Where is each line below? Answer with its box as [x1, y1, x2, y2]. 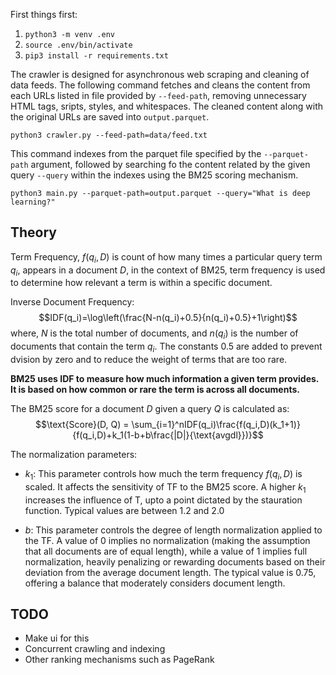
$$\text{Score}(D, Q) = [35, 419, 130, 430]
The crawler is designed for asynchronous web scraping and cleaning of [10, 69, 310, 80]
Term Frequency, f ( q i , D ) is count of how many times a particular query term [10, 250, 323, 265]
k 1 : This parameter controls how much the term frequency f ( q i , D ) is [24, 468, 303, 482]
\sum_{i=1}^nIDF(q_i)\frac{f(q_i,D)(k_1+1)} [131, 419, 301, 430]
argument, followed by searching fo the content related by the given [30, 159, 311, 170]
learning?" [10, 197, 56, 207]
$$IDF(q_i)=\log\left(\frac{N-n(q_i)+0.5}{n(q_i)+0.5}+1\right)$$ [38, 312, 298, 324]
